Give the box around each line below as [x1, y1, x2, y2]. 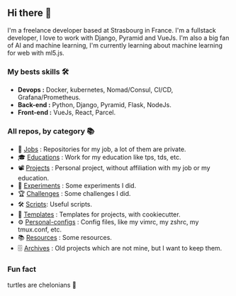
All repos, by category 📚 [7, 126, 95, 136]
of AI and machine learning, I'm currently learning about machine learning [7, 40, 223, 50]
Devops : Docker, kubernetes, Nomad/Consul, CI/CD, [17, 86, 174, 94]
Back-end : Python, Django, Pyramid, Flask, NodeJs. [17, 101, 172, 109]
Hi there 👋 [7, 7, 52, 19]
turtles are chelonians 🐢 [7, 280, 77, 289]
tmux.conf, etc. [17, 225, 62, 234]
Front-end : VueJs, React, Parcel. [17, 108, 116, 117]
